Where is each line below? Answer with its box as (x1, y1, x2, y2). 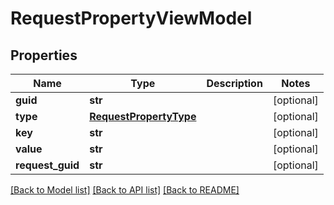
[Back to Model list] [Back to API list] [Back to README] (10, 184, 240, 196)
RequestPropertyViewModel (10, 7, 253, 30)
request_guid (15, 158, 80, 172)
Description (206, 77, 263, 90)
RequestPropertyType (89, 110, 197, 123)
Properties (10, 47, 78, 64)
